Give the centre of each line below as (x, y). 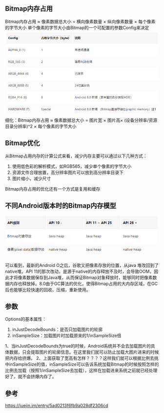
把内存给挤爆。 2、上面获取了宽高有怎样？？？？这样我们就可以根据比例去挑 (82, 358)
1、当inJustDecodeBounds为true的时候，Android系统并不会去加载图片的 (78, 346)
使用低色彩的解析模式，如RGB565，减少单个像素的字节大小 (72, 166)
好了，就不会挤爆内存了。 (31, 377)
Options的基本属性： (26, 319)
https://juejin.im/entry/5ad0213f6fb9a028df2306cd (57, 406)
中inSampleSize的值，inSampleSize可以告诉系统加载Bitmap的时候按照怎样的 (82, 364)
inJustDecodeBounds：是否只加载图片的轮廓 (57, 329)
